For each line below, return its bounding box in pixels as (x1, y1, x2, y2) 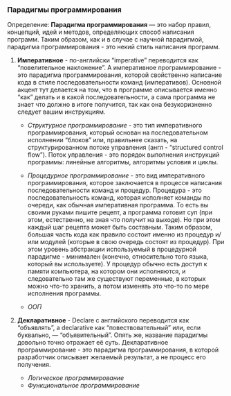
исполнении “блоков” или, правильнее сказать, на (27, 136, 178, 144)
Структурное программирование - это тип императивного (27, 121, 203, 130)
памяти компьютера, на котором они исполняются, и (27, 267, 186, 275)
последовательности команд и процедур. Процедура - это (27, 186, 202, 195)
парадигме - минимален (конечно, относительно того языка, (27, 252, 209, 261)
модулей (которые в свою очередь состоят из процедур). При (40, 238, 225, 246)
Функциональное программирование (27, 381, 140, 390)
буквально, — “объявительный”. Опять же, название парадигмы (17, 331, 208, 339)
